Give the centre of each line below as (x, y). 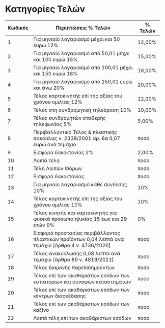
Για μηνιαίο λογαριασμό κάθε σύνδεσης (81, 184)
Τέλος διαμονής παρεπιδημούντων (74, 267)
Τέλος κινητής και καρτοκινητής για (75, 213)
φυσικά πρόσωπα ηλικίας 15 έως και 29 (80, 219)
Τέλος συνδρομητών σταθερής (70, 118)
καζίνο (41, 310)
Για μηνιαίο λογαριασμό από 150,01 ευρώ (83, 81)
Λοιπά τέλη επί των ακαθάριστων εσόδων (82, 318)
